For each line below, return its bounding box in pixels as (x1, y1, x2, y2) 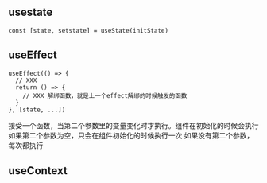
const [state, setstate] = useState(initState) (8, 26, 169, 34)
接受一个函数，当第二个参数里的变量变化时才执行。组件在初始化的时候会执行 (8, 120, 259, 130)
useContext (8, 164, 68, 177)
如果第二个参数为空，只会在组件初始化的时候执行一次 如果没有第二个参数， (8, 130, 254, 140)
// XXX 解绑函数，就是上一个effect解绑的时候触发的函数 (22, 91, 188, 99)
